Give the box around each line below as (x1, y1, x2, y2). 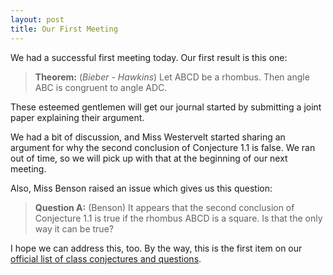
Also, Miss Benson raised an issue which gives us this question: (10, 182, 273, 194)
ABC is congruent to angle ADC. (34, 81, 168, 93)
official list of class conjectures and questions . (10, 252, 202, 265)
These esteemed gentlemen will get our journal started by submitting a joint (10, 101, 322, 113)
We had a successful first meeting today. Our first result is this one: (10, 51, 288, 63)
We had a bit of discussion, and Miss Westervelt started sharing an (10, 131, 286, 143)
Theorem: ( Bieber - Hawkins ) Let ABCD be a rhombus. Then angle (34, 71, 310, 83)
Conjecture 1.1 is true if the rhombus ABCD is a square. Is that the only (34, 212, 323, 224)
